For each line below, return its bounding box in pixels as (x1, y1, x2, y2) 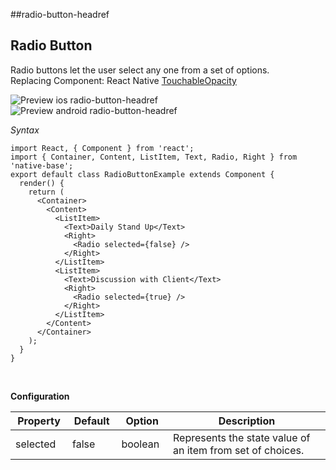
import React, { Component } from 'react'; (10, 143, 195, 153)
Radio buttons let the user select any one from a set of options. (10, 64, 270, 76)
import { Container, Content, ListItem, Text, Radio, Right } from (10, 152, 298, 162)
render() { (19, 178, 65, 188)
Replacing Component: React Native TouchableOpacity (10, 74, 237, 86)
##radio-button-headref (10, 9, 110, 20)
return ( (28, 187, 65, 197)
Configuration (10, 390, 70, 402)
